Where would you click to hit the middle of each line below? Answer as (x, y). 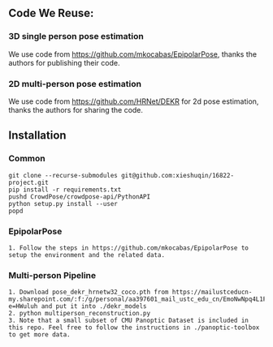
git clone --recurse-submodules (63, 175)
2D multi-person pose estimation (75, 84)
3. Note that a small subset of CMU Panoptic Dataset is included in (129, 321)
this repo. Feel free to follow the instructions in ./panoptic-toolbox (134, 328)
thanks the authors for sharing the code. (76, 109)
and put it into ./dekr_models (94, 306)
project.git (28, 182)
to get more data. (39, 335)
